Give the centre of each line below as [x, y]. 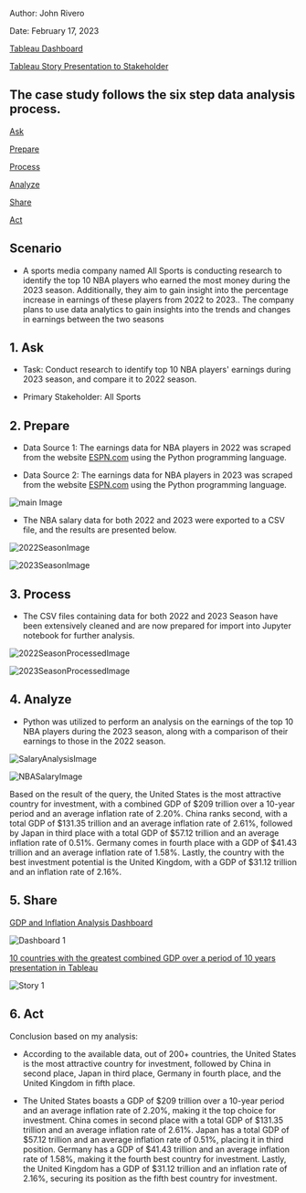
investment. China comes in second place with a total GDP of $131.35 [153, 1120]
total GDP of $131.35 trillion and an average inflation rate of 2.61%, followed [151, 823]
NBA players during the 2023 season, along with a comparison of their [155, 731]
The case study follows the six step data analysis [152, 95]
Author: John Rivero [47, 13]
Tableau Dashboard [47, 48]
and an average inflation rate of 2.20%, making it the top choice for [149, 1110]
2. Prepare [40, 425]
